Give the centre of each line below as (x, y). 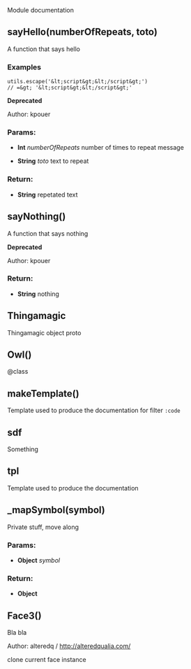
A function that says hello (44, 49)
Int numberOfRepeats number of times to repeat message (101, 148)
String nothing (38, 294)
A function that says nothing (48, 233)
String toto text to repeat (53, 161)
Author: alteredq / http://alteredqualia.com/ (69, 646)
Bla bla (17, 633)
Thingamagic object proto (44, 332)
